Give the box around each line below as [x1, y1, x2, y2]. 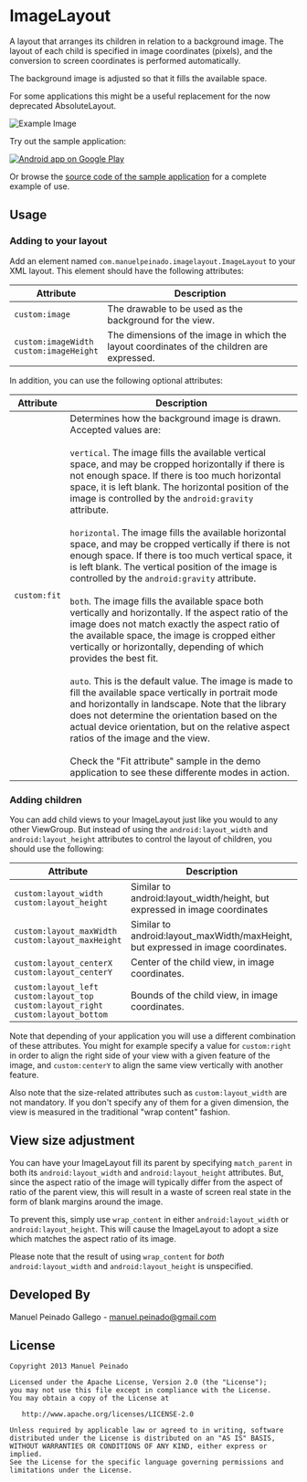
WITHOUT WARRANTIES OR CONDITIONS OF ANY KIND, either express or [9, 1442, 268, 1451]
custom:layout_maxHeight [14, 935, 122, 946]
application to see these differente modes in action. [69, 766, 291, 778]
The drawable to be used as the [107, 302, 244, 315]
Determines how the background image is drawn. [69, 412, 281, 425]
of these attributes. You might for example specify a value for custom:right [9, 1040, 291, 1051]
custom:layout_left [14, 981, 99, 992]
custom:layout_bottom [14, 1009, 108, 1020]
